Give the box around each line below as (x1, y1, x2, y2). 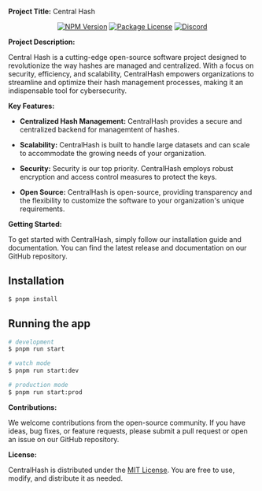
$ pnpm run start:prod (8, 388, 83, 396)
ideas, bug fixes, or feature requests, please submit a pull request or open (8, 426, 248, 436)
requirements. (19, 204, 65, 214)
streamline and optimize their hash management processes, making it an (8, 78, 244, 87)
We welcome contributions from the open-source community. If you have (8, 418, 246, 427)
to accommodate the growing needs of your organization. (19, 149, 207, 158)
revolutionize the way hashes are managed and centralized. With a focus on (8, 61, 254, 70)
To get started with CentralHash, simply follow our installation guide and (8, 235, 242, 244)
